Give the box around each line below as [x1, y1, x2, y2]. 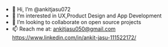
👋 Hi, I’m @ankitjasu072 [11, 6, 71, 13]
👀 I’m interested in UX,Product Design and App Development [11, 12, 162, 19]
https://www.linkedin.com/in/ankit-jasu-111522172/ [11, 34, 137, 41]
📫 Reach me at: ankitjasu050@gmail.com [11, 25, 116, 33]
